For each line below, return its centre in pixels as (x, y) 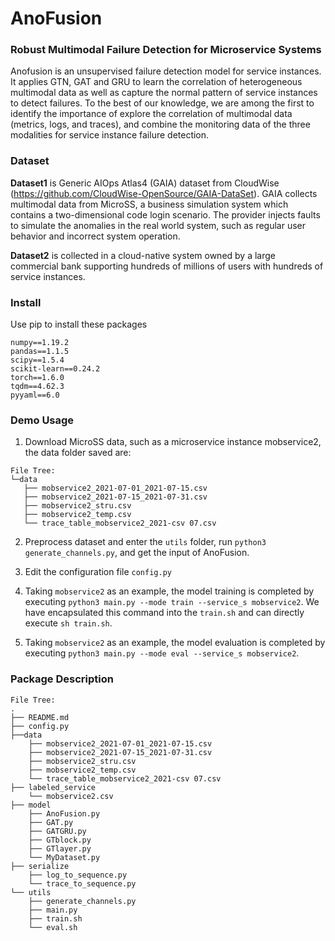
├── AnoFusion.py (64, 813)
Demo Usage (42, 420)
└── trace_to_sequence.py (82, 883)
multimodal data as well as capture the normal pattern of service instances (164, 93)
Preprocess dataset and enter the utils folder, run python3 (145, 542)
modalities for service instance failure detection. (110, 135)
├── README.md (40, 717)
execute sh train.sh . (68, 623)
